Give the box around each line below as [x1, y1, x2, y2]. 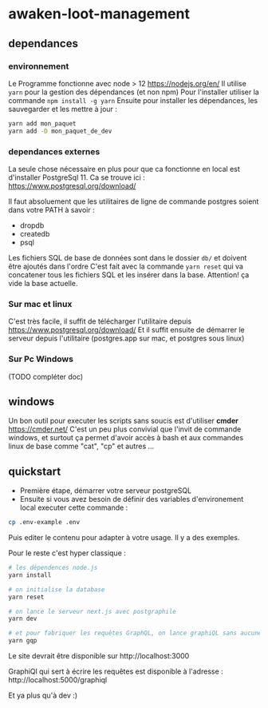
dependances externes [8, 145, 100, 157]
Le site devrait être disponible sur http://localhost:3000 [8, 651, 190, 661]
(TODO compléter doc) [8, 372, 84, 381]
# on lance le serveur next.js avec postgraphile [8, 607, 177, 615]
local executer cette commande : [19, 503, 128, 512]
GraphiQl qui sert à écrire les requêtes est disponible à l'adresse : [8, 666, 223, 676]
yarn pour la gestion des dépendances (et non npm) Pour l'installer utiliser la [8, 87, 259, 97]
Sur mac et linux [8, 298, 73, 309]
